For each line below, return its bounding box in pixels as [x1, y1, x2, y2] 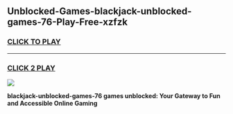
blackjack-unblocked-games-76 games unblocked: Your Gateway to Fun [7, 91, 221, 99]
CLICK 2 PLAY [7, 63, 55, 73]
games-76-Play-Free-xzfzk [7, 17, 128, 28]
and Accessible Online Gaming [7, 99, 98, 107]
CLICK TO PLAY [7, 37, 61, 47]
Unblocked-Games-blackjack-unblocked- [7, 6, 192, 17]
